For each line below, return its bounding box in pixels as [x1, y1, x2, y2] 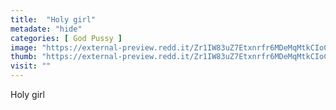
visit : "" [10, 61, 52, 71]
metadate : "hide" [10, 24, 83, 34]
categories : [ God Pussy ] [10, 33, 123, 43]
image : [10, 42, 38, 53]
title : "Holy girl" [10, 14, 97, 25]
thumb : [10, 52, 38, 62]
